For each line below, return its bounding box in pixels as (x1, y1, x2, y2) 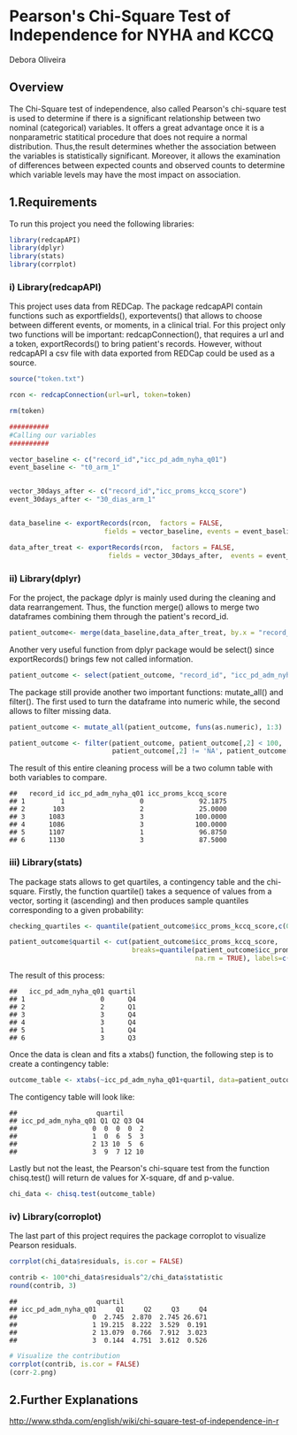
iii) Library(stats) (9, 856, 83, 869)
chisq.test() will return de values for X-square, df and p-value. (9, 1172, 235, 1183)
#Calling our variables (9, 431, 97, 440)
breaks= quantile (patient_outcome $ (131, 946, 259, 955)
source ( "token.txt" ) (9, 374, 86, 384)
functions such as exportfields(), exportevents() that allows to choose (9, 311, 263, 321)
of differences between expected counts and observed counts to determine (9, 159, 286, 170)
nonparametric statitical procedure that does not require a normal (9, 131, 247, 142)
